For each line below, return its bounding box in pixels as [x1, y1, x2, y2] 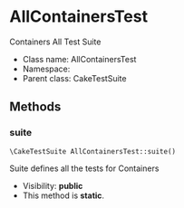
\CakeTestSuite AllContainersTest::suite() [9, 147, 177, 156]
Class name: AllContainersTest [22, 53, 137, 64]
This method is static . [22, 190, 105, 201]
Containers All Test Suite [9, 36, 102, 47]
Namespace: [22, 63, 71, 74]
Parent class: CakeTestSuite [22, 72, 127, 83]
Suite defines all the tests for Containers [9, 163, 160, 174]
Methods [9, 99, 62, 115]
